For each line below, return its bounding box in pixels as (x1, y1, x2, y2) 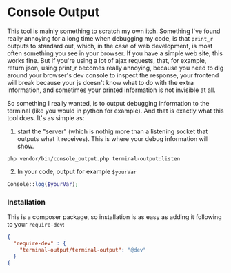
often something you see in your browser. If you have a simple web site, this (7, 49, 223, 57)
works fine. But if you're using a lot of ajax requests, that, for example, (7, 56, 207, 64)
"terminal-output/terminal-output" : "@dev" (19, 246, 147, 253)
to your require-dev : (7, 220, 66, 229)
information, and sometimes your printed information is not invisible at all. (7, 86, 216, 94)
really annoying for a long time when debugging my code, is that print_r (7, 34, 214, 42)
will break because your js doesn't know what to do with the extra (7, 78, 194, 86)
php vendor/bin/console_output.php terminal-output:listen (7, 155, 181, 162)
